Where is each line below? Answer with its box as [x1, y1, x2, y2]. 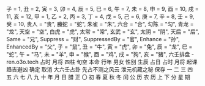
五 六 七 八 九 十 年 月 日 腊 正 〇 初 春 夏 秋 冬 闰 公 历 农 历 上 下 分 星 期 [6, 73, 191, 81]
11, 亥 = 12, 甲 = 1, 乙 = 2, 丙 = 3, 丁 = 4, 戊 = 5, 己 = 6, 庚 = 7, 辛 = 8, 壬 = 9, [6, 13, 195, 20]
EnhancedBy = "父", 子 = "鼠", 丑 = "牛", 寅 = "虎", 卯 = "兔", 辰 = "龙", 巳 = [6, 43, 193, 50]
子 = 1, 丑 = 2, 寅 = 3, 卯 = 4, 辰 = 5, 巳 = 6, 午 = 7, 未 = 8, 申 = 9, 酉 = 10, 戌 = [6, 5, 199, 12]
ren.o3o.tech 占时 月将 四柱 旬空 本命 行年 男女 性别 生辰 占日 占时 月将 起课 [6, 58, 198, 65]
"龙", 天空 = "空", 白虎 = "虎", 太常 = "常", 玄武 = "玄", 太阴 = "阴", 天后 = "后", [6, 28, 199, 35]
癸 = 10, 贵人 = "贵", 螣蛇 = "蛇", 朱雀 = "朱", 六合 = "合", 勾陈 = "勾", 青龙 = [6, 21, 194, 27]
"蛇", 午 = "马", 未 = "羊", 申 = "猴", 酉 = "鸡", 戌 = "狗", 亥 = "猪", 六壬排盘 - [6, 51, 195, 58]
